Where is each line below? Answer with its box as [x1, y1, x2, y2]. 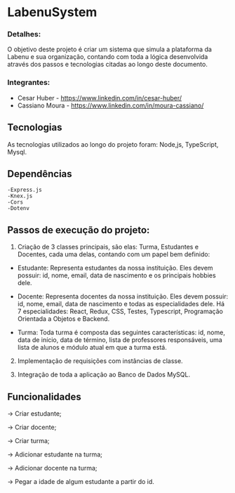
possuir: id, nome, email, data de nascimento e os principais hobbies [17, 271, 216, 280]
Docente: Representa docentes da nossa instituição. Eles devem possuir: [17, 292, 229, 301]
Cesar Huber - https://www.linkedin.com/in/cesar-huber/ [17, 93, 182, 102]
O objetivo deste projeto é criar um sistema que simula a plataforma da [7, 45, 213, 53]
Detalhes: [7, 29, 41, 39]
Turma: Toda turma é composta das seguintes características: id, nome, [17, 328, 226, 337]
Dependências [7, 168, 72, 180]
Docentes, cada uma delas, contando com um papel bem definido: [17, 250, 210, 258]
